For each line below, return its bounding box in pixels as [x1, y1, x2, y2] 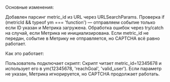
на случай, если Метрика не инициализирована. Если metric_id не [5, 30, 149, 36]
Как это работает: [5, 50, 44, 56]
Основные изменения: [5, 5, 54, 10]
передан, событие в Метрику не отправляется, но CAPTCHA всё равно [5, 35, 160, 41]
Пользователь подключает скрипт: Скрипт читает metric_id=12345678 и [5, 60, 162, 66]
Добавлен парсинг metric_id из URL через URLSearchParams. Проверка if [5, 14, 165, 20]
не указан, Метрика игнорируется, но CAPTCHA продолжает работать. [5, 71, 160, 77]
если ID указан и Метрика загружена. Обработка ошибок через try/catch [5, 25, 164, 31]
